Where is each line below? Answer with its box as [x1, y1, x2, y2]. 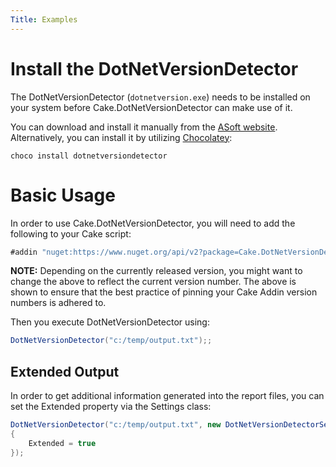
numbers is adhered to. [10, 297, 107, 309]
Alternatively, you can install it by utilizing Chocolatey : [10, 131, 233, 143]
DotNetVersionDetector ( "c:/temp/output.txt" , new [10, 420, 222, 430]
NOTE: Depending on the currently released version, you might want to [10, 265, 303, 277]
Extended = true [28, 438, 97, 448]
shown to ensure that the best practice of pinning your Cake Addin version [10, 286, 318, 298]
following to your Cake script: [10, 227, 132, 240]
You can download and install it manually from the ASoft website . [10, 121, 278, 133]
